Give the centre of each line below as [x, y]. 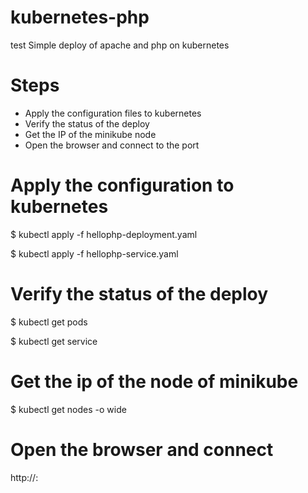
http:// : [24, 477]
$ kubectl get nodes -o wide [68, 409]
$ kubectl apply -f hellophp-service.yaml [94, 253]
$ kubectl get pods [49, 322]
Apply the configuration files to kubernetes [113, 113]
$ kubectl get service [54, 341]
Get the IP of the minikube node [90, 134]
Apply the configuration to [122, 185]
